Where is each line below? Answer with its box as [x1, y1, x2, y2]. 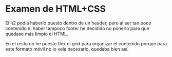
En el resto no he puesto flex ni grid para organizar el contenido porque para [5, 40, 167, 46]
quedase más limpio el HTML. [5, 31, 68, 37]
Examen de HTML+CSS [5, 3, 106, 15]
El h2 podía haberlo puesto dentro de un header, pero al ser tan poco [5, 20, 151, 26]
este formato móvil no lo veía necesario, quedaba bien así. [5, 46, 129, 52]
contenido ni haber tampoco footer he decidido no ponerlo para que [5, 25, 150, 31]
